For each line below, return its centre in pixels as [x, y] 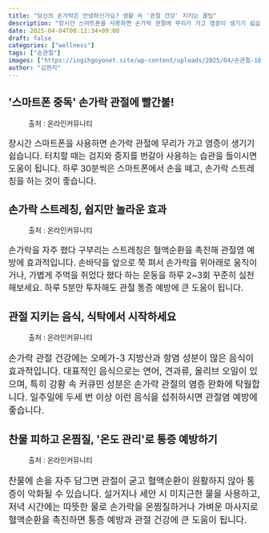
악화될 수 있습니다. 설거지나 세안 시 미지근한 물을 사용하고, [144, 494]
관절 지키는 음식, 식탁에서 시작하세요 [92, 316]
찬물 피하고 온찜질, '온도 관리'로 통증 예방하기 [113, 439]
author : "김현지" [35, 68]
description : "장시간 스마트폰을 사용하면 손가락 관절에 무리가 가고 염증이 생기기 [127, 23]
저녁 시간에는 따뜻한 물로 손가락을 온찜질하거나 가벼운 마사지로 [133, 507]
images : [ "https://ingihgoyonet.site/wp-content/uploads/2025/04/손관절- [131, 61]
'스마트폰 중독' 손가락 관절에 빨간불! [91, 102]
